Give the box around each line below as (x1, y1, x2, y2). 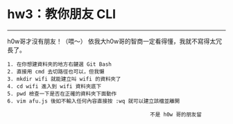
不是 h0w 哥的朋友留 (150, 111, 202, 118)
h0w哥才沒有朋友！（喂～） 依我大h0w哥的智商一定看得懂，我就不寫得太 (7, 37, 216, 45)
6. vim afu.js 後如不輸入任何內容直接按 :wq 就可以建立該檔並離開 (7, 98, 180, 105)
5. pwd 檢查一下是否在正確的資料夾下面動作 (7, 90, 117, 97)
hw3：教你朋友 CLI (7, 6, 116, 22)
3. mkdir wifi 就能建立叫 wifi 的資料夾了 (7, 76, 121, 82)
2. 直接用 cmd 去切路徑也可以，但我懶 (7, 68, 105, 75)
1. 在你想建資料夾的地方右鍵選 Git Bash (7, 60, 112, 68)
